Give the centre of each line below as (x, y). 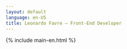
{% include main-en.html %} (41, 41)
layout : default (26, 12)
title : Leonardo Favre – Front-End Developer (63, 23)
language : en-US (26, 18)
